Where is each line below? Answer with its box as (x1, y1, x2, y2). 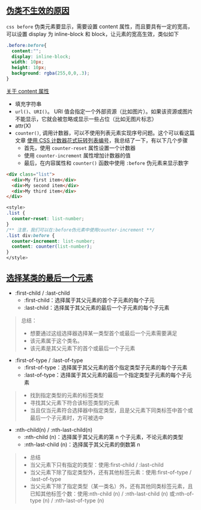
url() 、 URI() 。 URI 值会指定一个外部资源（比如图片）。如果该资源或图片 (14, 108, 193, 115)
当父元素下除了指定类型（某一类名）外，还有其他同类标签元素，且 (29, 482, 193, 490)
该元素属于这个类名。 (29, 337, 83, 344)
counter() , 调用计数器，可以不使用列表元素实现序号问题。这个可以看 (14, 129, 185, 137)
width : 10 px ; (11, 59, 44, 65)
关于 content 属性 (6, 87, 49, 94)
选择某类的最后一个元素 (6, 273, 93, 283)
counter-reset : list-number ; (11, 216, 85, 222)
